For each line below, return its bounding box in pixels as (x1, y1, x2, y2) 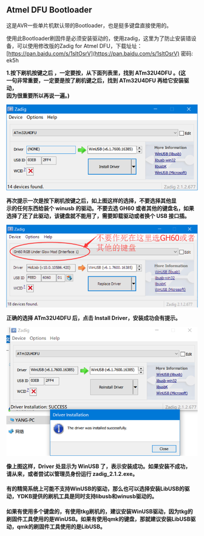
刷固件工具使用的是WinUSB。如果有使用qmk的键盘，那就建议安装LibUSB (6, 515, 191, 523)
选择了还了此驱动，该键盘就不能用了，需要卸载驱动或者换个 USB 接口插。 (6, 212, 190, 219)
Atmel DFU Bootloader (6, 5, 92, 15)
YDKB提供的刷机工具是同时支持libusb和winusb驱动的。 (16, 493, 158, 500)
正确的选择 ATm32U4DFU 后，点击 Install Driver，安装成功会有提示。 (6, 314, 181, 322)
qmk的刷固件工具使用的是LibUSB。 (16, 523, 106, 530)
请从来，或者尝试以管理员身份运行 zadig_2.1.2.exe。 (6, 470, 138, 477)
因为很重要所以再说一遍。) (6, 92, 70, 99)
